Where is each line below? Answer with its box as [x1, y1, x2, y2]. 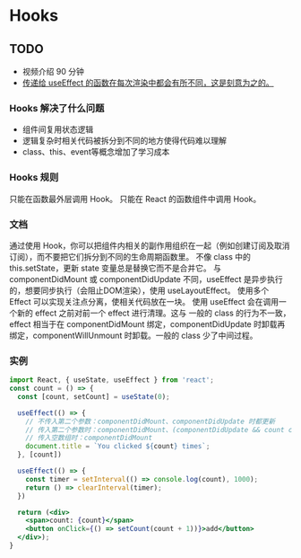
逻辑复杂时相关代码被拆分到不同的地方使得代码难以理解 [21, 136, 227, 146]
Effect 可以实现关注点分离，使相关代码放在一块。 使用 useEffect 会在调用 [9, 296, 279, 306]
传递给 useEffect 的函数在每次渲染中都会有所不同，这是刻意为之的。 [21, 77, 275, 88]
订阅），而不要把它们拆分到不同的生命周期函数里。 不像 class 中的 [9, 251, 251, 261]
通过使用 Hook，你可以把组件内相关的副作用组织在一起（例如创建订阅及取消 [9, 240, 290, 251]
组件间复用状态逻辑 [21, 124, 94, 135]
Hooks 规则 [9, 172, 59, 184]
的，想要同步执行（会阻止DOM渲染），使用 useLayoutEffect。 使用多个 [9, 285, 270, 296]
